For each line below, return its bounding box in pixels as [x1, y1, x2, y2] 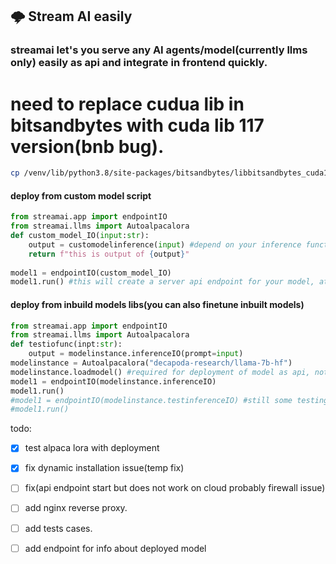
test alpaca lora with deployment [24, 442, 160, 454]
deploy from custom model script [10, 189, 152, 202]
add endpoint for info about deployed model [24, 542, 207, 554]
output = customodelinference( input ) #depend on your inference [28, 239, 302, 250]
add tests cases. [24, 522, 93, 534]
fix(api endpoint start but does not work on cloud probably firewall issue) [24, 482, 326, 494]
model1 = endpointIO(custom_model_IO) [10, 268, 172, 278]
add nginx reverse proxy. [24, 502, 128, 514]
